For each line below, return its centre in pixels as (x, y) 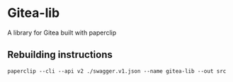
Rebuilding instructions (60, 55)
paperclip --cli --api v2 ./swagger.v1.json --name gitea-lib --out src (117, 71)
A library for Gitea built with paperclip (62, 33)
